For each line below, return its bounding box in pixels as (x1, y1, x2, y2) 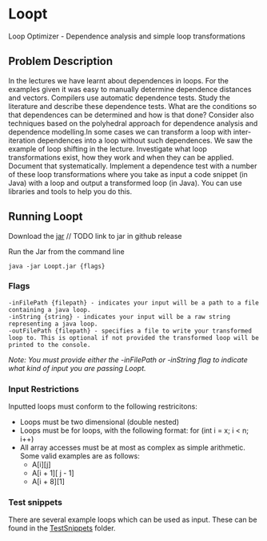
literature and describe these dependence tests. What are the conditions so (8, 101, 257, 111)
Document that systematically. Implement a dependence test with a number (8, 161, 257, 171)
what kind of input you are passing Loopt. (8, 363, 146, 373)
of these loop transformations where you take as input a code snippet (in (8, 169, 248, 179)
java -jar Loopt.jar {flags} (8, 262, 106, 270)
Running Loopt (8, 210, 83, 224)
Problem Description (8, 55, 114, 68)
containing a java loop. (8, 305, 91, 313)
